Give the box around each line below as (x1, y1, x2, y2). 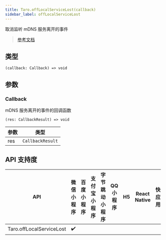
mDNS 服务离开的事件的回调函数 (5, 107, 72, 113)
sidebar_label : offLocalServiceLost (5, 12, 81, 17)
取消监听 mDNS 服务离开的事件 (5, 26, 68, 32)
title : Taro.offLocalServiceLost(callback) (5, 7, 96, 12)
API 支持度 (5, 156, 38, 164)
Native (135, 196, 151, 203)
